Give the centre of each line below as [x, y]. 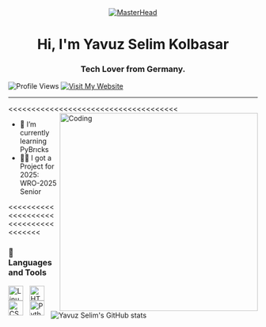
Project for [37, 166]
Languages [30, 263]
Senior [30, 192]
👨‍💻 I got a [36, 158]
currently [34, 133]
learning [33, 141]
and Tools [28, 272]
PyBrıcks [34, 150]
